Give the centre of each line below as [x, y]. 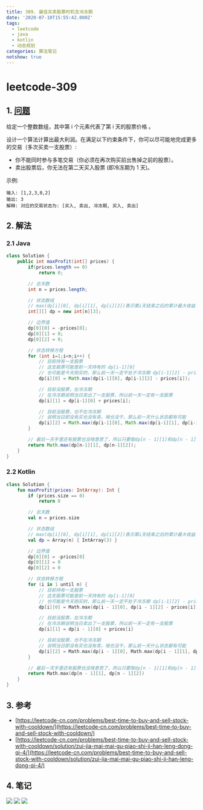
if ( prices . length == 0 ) [58, 267]
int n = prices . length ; [58, 289]
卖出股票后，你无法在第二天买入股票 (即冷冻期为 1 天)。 [84, 167]
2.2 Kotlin [21, 472]
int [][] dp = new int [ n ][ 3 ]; [65, 312]
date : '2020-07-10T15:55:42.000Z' [50, 18]
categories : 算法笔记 [32, 51]
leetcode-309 [42, 87]
